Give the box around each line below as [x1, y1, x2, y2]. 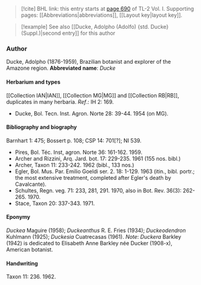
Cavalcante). [14, 180, 47, 188]
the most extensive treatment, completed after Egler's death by [14, 174, 172, 181]
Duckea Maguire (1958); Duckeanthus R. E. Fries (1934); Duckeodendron [6, 227, 186, 234]
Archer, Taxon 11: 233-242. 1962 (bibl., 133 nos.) [14, 161, 134, 168]
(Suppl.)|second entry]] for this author [20, 29, 116, 37]
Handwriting [6, 260, 38, 267]
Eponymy [6, 213, 31, 221]
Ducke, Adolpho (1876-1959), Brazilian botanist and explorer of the [6, 58, 171, 66]
